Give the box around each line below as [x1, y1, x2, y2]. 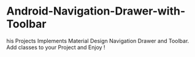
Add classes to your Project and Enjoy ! [6, 44, 105, 51]
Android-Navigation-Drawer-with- [6, 4, 186, 18]
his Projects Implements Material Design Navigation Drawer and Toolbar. [6, 37, 189, 44]
